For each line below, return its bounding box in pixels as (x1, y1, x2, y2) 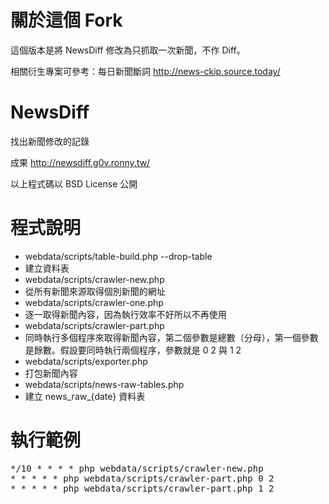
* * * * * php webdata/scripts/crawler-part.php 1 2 (10, 482, 275, 494)
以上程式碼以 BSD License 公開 (10, 177, 138, 190)
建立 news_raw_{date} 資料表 (24, 390, 146, 402)
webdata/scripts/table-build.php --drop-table (24, 250, 213, 262)
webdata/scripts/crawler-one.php (24, 296, 164, 308)
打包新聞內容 (24, 367, 78, 379)
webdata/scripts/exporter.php (24, 355, 148, 367)
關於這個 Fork (10, 9, 123, 32)
